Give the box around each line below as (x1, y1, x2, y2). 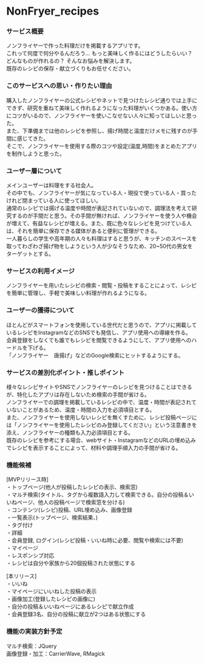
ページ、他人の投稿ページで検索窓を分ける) (16, 499, 126, 506)
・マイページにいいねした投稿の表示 (6, 588, 97, 595)
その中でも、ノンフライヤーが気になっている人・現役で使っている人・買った (6, 189, 197, 197)
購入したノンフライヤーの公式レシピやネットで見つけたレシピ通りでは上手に (6, 96, 198, 104)
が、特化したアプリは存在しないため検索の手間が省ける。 (6, 391, 150, 398)
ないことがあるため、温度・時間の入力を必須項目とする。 (11, 406, 155, 413)
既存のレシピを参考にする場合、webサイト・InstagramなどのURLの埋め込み (6, 437, 196, 444)
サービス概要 (6, 27, 44, 36)
